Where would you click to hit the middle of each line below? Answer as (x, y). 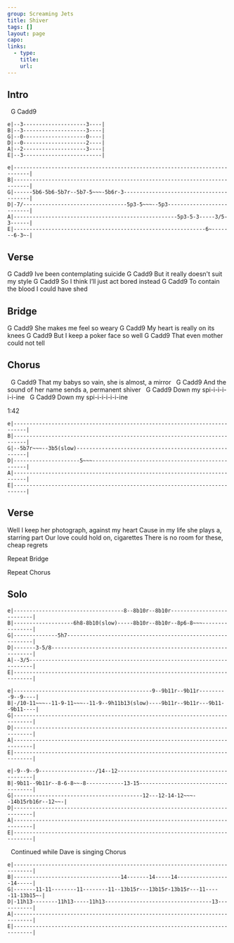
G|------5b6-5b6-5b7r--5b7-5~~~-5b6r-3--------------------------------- (118, 192)
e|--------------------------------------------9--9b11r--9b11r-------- (116, 691)
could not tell (26, 343)
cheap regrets (27, 545)
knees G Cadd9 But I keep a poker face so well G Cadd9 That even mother (115, 336)
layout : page (26, 33)
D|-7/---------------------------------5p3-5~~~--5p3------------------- (118, 205)
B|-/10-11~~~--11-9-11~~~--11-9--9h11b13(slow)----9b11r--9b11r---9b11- (116, 703)
